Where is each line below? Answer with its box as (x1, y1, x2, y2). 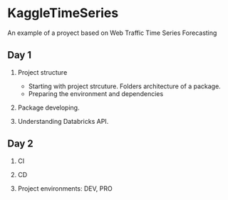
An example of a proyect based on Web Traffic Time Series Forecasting (7, 28, 217, 37)
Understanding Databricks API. (17, 117, 109, 125)
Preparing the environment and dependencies (28, 89, 164, 98)
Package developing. (17, 103, 80, 112)
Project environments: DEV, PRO (17, 184, 113, 193)
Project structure (17, 68, 68, 76)
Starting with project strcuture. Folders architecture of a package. (28, 82, 221, 90)
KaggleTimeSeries (7, 5, 119, 21)
